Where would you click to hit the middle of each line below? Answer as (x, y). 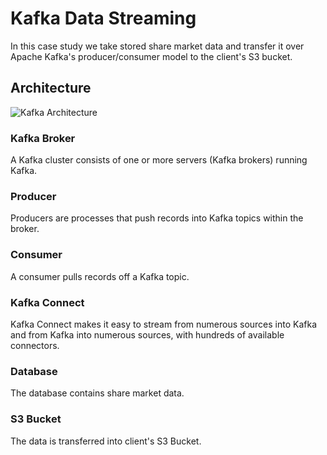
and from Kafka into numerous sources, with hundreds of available (147, 334)
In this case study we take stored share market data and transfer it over (157, 46)
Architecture (51, 88)
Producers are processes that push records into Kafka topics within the (157, 218)
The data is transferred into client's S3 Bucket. (106, 441)
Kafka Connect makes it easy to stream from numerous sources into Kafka (164, 324)
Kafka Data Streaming (103, 18)
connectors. (35, 345)
